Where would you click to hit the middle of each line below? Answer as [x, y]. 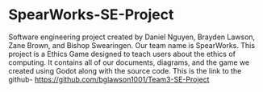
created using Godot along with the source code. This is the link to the [125, 70]
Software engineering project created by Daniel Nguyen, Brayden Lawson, [132, 37]
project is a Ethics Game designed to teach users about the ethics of [122, 54]
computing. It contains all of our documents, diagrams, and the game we [129, 62]
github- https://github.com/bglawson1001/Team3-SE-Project [109, 79]
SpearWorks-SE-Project [91, 15]
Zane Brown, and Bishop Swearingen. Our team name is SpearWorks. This [132, 45]
